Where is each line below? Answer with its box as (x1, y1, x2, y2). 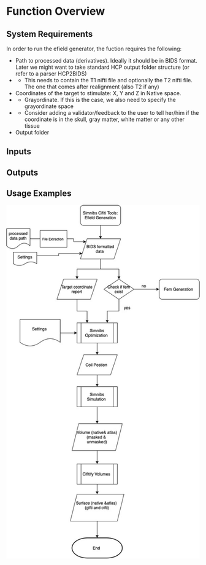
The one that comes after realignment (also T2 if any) (24, 83, 159, 90)
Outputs (6, 167, 39, 177)
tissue (24, 122, 40, 130)
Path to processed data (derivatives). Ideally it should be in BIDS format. (15, 57, 197, 64)
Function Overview (6, 4, 105, 18)
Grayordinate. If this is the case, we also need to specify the (24, 96, 176, 103)
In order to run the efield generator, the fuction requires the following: (6, 45, 182, 52)
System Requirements (6, 29, 93, 39)
